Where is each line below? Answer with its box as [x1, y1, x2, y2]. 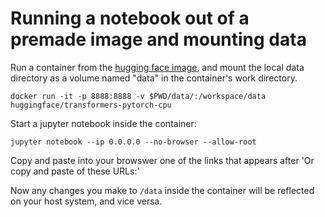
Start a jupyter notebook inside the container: [10, 117, 197, 129]
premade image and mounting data [10, 28, 307, 51]
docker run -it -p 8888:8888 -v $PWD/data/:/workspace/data [10, 91, 267, 101]
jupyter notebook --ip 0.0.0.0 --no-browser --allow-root [10, 137, 257, 147]
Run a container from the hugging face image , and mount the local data [10, 61, 305, 73]
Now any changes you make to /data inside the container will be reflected [10, 184, 315, 196]
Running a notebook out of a [10, 7, 250, 30]
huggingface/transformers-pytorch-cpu [10, 100, 172, 110]
